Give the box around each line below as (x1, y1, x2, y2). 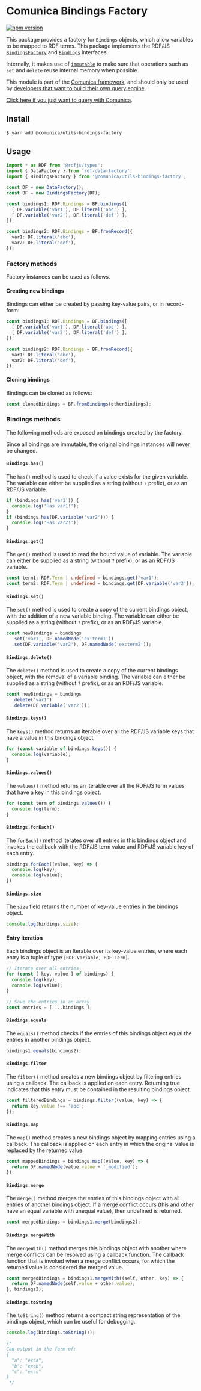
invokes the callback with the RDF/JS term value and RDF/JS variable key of (6, 843, 194, 850)
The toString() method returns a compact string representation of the (6, 1312, 181, 1319)
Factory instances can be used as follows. (6, 273, 110, 280)
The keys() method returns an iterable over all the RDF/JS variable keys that (6, 727, 194, 735)
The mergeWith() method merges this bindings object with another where (6, 1244, 187, 1251)
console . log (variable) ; (11, 751, 71, 757)
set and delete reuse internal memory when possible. (6, 66, 139, 73)
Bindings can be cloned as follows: (6, 389, 92, 397)
